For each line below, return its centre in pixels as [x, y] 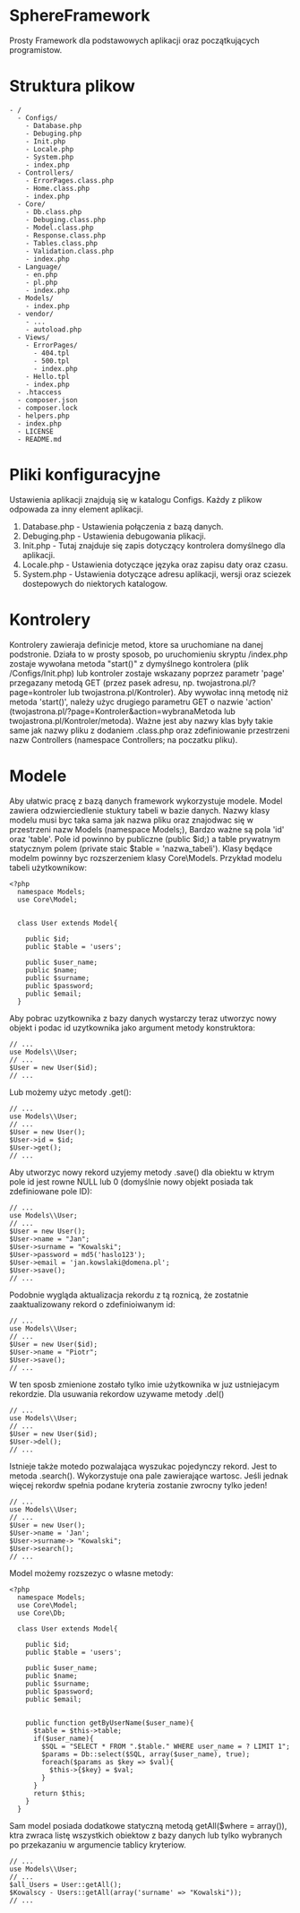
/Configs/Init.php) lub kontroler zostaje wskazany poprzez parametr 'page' [147, 673]
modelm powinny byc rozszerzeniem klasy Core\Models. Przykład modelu [146, 857]
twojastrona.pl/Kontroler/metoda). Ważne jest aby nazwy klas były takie [141, 720]
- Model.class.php [60, 228]
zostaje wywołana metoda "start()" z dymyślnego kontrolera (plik [129, 663]
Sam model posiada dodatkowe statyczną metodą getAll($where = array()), [148, 1825]
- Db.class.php [54, 211]
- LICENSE [35, 431]
